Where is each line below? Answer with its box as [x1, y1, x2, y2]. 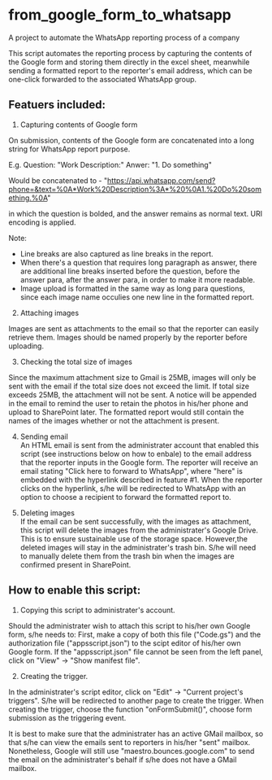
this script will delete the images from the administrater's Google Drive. [19, 525, 258, 535]
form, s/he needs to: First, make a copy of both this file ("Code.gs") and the [8, 629, 261, 639]
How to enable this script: [8, 584, 141, 598]
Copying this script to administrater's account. [19, 605, 176, 615]
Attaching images [19, 308, 80, 318]
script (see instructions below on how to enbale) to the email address [19, 449, 252, 458]
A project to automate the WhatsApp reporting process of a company [8, 33, 240, 42]
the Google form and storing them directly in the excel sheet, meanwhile [8, 57, 250, 67]
